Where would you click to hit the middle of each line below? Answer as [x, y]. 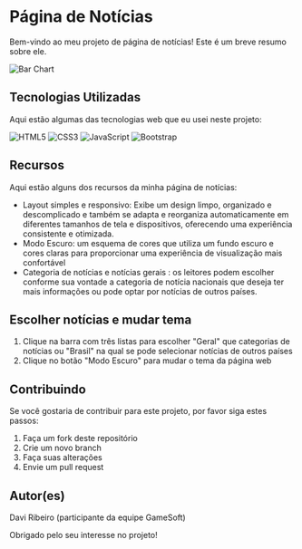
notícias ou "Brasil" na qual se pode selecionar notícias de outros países [157, 352]
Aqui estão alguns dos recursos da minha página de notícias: [123, 187]
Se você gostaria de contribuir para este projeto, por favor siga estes [138, 411]
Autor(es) [37, 496]
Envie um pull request [63, 467]
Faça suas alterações [62, 457]
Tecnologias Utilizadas [75, 97]
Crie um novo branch [62, 448]
